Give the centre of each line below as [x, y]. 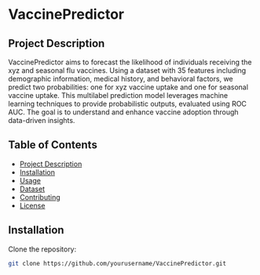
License [32, 205]
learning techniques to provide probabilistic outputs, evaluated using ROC [128, 104]
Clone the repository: [42, 249]
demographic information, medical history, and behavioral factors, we [121, 79]
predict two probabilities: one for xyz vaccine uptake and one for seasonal [128, 87]
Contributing [40, 197]
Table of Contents [53, 145]
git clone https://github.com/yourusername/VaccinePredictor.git [117, 263]
